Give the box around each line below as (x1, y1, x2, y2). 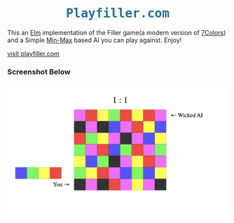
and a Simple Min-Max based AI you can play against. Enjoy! (7, 36, 182, 44)
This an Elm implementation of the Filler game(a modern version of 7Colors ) (7, 28, 226, 36)
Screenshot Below (7, 67, 71, 76)
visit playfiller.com (7, 49, 60, 58)
